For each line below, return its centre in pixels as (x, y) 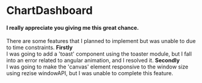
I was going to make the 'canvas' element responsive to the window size (97, 67)
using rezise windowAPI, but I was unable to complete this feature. (90, 73)
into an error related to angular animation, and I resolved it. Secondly (93, 61)
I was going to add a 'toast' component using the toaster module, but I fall (99, 54)
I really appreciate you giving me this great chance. (73, 27)
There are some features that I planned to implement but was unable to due (101, 41)
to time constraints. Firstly (40, 48)
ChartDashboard (49, 11)
